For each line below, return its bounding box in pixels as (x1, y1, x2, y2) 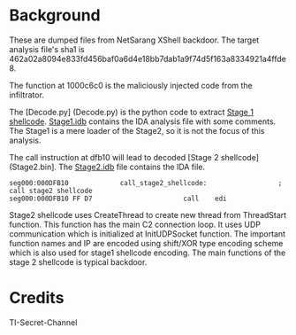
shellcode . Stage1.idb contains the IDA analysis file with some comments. (9, 116, 277, 127)
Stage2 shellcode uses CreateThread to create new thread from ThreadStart (9, 209, 287, 220)
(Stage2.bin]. (9, 161, 57, 172)
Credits (9, 288, 65, 308)
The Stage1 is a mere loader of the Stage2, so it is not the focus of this (9, 125, 265, 136)
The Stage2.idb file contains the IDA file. (58, 161, 206, 172)
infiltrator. (9, 90, 44, 100)
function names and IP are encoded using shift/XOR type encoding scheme (9, 238, 284, 248)
